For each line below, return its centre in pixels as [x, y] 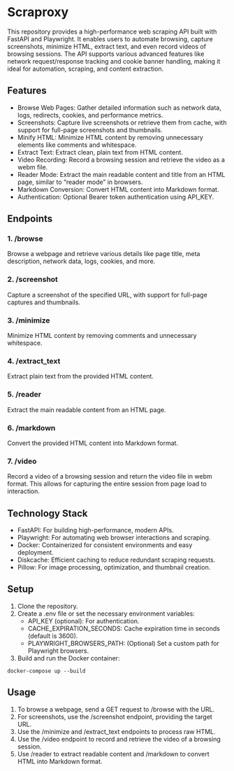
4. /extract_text [34, 361]
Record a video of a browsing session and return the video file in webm [110, 476]
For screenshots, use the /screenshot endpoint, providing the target [115, 716]
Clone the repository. [47, 606]
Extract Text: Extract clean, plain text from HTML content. [100, 152]
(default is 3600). [53, 636]
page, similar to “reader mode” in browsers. [80, 182]
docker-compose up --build [46, 671]
